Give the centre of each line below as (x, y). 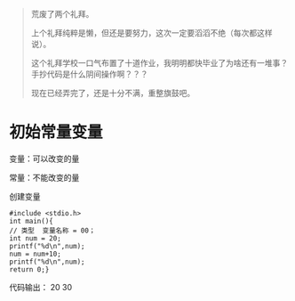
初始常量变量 (56, 132)
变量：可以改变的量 (44, 159)
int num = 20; (36, 238)
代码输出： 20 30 (41, 287)
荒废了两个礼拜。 (62, 14)
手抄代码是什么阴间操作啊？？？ (89, 74)
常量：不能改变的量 (44, 177)
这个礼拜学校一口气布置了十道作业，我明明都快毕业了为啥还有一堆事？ (159, 63)
